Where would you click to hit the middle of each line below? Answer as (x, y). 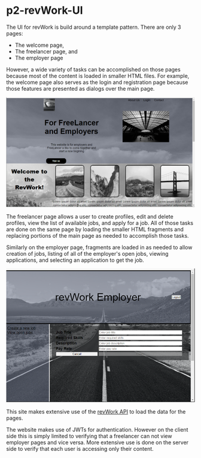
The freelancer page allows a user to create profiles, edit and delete (90, 216)
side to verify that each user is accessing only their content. (80, 448)
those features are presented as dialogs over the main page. (80, 88)
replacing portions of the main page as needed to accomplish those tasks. (98, 235)
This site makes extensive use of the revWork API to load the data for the (96, 411)
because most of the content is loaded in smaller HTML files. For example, (98, 76)
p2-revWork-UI (45, 11)
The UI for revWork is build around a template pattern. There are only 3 (94, 27)
